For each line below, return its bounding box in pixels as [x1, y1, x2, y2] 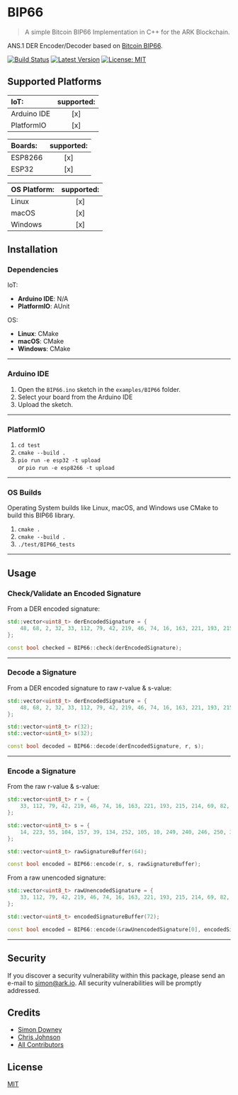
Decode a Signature [7, 668, 76, 678]
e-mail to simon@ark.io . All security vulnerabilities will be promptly [7, 979, 202, 987]
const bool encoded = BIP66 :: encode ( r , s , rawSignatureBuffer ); [7, 860, 201, 868]
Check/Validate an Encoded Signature [7, 588, 142, 598]
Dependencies [7, 265, 59, 275]
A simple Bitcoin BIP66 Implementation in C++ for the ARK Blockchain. [24, 28, 230, 36]
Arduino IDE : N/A [17, 295, 69, 303]
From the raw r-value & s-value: [7, 782, 100, 791]
